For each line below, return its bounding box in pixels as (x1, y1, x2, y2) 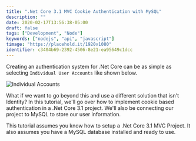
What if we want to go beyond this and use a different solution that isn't (6, 92, 180, 99)
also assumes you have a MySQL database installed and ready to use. (6, 128, 176, 135)
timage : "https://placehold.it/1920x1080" (6, 42, 112, 48)
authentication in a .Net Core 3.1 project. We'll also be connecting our (6, 104, 174, 112)
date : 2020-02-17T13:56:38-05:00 (6, 19, 88, 25)
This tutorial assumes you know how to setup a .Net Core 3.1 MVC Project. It (6, 122, 191, 129)
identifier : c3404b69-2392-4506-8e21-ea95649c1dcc (6, 47, 133, 53)
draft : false (6, 25, 38, 31)
